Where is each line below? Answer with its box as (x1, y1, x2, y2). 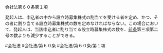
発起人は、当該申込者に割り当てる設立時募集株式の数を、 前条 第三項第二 (13, 26, 159, 32)
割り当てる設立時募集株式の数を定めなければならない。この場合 (18, 21, 146, 26)
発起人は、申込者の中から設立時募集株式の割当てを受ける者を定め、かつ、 (5, 14, 154, 20)
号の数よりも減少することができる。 (5, 33, 78, 38)
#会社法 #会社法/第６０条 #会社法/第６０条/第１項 (5, 43, 106, 48)
